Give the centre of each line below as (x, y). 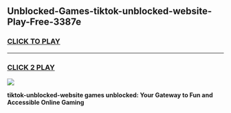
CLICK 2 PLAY (31, 67)
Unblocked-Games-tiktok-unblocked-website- (109, 11)
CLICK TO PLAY (34, 42)
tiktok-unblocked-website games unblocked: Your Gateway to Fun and (110, 95)
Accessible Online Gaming (46, 102)
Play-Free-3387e (44, 22)
